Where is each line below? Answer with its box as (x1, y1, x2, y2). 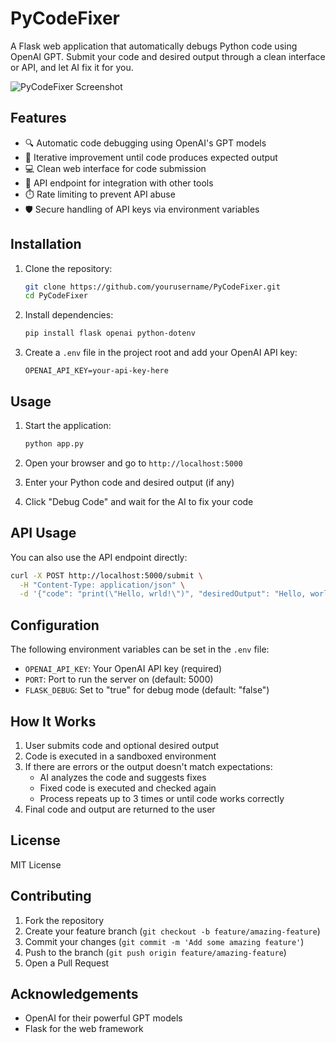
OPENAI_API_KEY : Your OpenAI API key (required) (24, 663, 223, 675)
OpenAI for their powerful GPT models (24, 1012, 183, 1024)
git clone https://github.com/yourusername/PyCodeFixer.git (24, 282, 281, 292)
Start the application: (24, 420, 112, 431)
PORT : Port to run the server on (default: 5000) (24, 673, 214, 686)
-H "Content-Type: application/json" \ (19, 580, 186, 590)
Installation (10, 236, 82, 253)
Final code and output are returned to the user (24, 803, 216, 815)
